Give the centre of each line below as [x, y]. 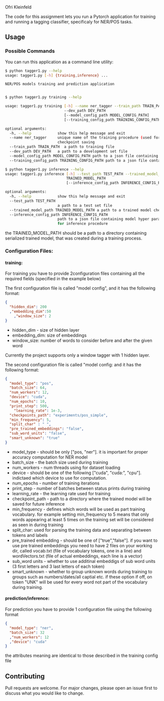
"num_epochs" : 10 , [28, 402]
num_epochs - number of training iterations [56, 483]
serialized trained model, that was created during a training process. [74, 238]
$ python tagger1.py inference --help [44, 169]
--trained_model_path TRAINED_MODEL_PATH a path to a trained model [81, 210]
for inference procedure [83, 224]
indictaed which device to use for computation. [60, 478]
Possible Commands [30, 51]
